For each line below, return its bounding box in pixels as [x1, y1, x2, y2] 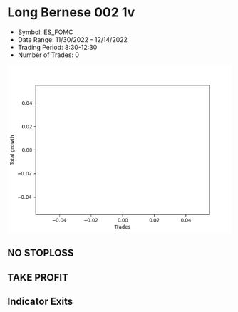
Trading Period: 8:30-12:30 [17, 43, 98, 51]
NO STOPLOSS [7, 247, 74, 259]
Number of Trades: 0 [17, 51, 80, 59]
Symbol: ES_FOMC [17, 28, 73, 36]
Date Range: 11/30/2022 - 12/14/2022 [17, 35, 128, 43]
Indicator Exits [7, 296, 73, 308]
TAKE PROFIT [7, 271, 69, 284]
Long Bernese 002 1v [7, 4, 135, 21]
